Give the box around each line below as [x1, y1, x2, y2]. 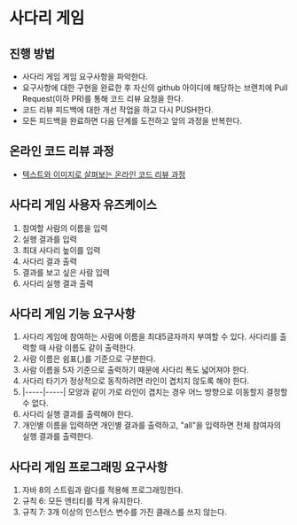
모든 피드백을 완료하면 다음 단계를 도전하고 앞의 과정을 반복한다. [21, 116, 242, 126]
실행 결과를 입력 [21, 234, 77, 244]
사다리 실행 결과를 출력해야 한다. [21, 409, 134, 420]
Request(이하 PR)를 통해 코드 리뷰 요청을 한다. [21, 94, 184, 104]
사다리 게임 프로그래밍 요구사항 [9, 459, 168, 475]
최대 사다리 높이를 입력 [21, 244, 101, 255]
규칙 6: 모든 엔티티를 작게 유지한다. [21, 496, 144, 506]
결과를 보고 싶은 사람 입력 [21, 266, 111, 277]
